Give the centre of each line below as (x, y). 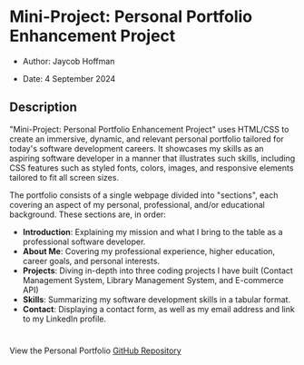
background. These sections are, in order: (88, 214)
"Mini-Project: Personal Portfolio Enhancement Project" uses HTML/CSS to (149, 129)
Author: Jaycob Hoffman (69, 61)
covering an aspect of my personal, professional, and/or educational (137, 204)
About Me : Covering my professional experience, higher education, (148, 251)
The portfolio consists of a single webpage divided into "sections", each (144, 195)
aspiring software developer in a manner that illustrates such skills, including (152, 158)
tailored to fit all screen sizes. (64, 177)
